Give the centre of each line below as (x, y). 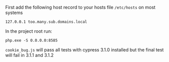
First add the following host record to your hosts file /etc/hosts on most (80, 7)
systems (14, 13)
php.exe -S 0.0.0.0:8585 (31, 40)
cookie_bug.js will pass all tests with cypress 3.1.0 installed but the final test (84, 50)
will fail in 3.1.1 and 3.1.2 (30, 55)
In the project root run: (29, 31)
